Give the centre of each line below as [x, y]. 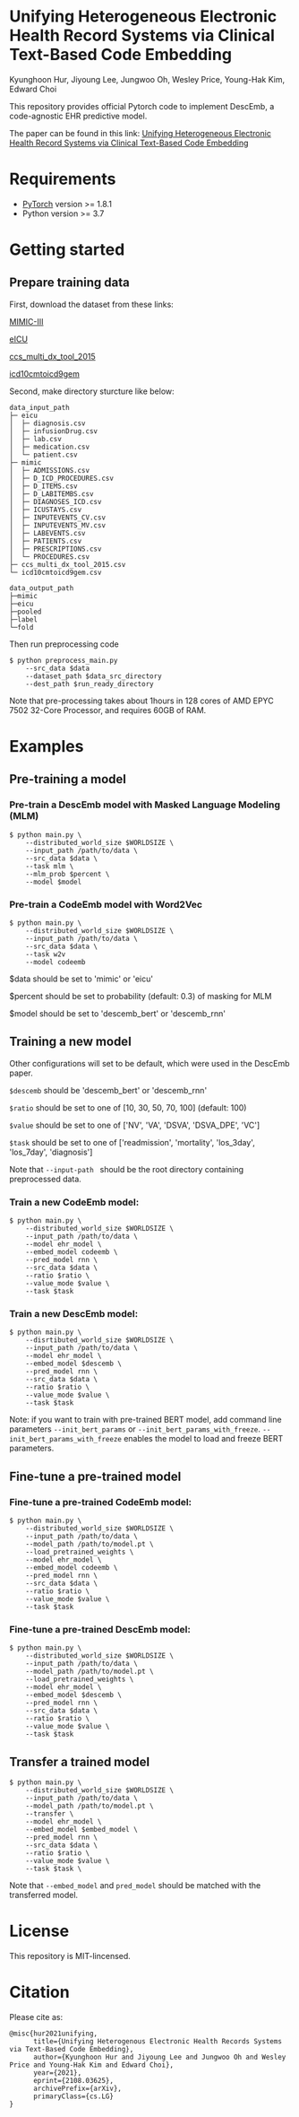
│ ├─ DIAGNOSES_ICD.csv [56, 501]
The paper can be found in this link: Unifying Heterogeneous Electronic [140, 133]
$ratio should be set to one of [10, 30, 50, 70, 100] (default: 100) [128, 1107]
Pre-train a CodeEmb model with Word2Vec [106, 904]
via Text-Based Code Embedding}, [72, 2050]
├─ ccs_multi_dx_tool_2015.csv [68, 564]
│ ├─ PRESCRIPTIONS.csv [56, 549]
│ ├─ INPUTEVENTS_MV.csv [57, 525]
